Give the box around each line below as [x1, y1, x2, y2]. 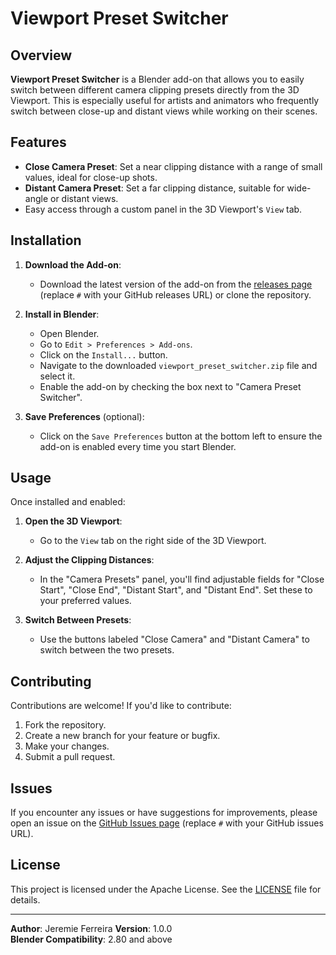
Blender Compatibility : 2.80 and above [10, 933, 173, 945]
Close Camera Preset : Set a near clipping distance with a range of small [24, 160, 323, 172]
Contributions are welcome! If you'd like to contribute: [10, 700, 232, 712]
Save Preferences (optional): [24, 410, 145, 422]
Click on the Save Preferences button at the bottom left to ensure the [39, 430, 323, 442]
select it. [39, 370, 76, 382]
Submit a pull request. [24, 751, 116, 763]
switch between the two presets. [39, 644, 175, 656]
